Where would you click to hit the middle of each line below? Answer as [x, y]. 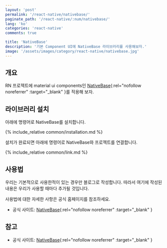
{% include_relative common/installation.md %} [54, 132]
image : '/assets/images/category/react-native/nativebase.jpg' [72, 51]
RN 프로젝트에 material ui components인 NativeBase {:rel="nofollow [73, 86]
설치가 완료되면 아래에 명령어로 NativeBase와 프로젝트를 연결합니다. [72, 142]
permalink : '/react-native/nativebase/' [48, 14]
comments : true [21, 33]
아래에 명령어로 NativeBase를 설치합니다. [45, 122]
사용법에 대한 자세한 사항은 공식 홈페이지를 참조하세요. [58, 199]
